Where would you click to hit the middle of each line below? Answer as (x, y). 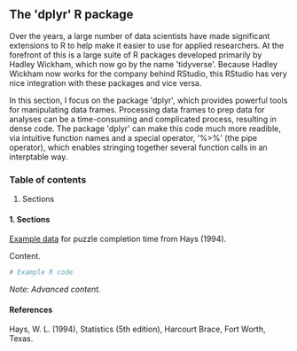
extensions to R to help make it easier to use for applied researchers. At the (147, 45)
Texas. (21, 339)
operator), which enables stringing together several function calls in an (138, 147)
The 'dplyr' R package (71, 15)
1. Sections (30, 219)
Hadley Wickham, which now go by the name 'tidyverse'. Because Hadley (143, 64)
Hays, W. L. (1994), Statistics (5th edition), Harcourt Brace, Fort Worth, (137, 329)
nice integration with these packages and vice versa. (106, 82)
